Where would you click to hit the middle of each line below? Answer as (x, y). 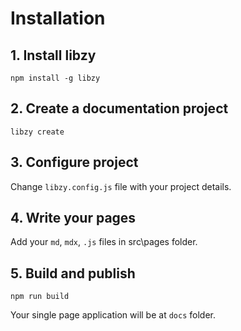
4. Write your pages (73, 218)
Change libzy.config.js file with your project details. (121, 186)
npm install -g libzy (55, 78)
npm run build (40, 297)
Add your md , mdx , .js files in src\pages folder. (104, 242)
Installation (58, 18)
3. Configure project (74, 162)
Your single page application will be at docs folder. (113, 315)
